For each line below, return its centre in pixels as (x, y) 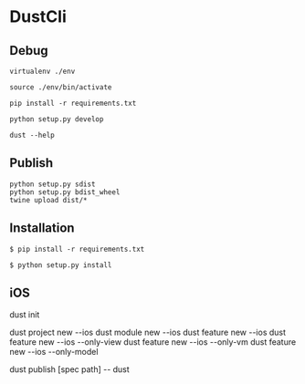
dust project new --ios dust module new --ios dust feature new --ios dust (147, 332)
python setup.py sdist (53, 184)
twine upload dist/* (49, 200)
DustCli (38, 17)
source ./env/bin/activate (61, 88)
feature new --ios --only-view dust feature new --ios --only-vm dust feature (153, 342)
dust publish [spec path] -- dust (69, 369)
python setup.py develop (57, 119)
